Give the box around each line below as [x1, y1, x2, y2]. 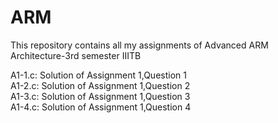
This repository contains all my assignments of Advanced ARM [10, 39, 269, 51]
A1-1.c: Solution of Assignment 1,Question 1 [10, 69, 187, 81]
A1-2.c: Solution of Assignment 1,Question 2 [10, 79, 191, 91]
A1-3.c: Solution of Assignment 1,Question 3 [10, 90, 191, 102]
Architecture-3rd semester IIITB [10, 49, 142, 61]
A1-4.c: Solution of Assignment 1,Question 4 [10, 101, 192, 113]
